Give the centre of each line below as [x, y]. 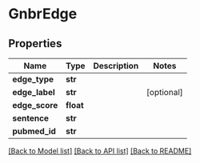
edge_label [34, 92]
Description [116, 66]
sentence [31, 118]
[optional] [165, 92]
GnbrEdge [43, 14]
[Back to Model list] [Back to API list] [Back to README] [100, 151]
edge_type [33, 79]
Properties [35, 44]
